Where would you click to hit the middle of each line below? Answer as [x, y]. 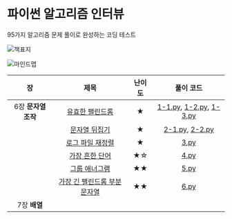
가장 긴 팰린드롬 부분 [90, 182]
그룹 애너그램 [90, 169]
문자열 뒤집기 [90, 130]
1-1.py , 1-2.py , [183, 106]
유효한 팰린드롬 [90, 111]
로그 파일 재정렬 [90, 142]
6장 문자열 [30, 106]
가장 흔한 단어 [90, 155]
